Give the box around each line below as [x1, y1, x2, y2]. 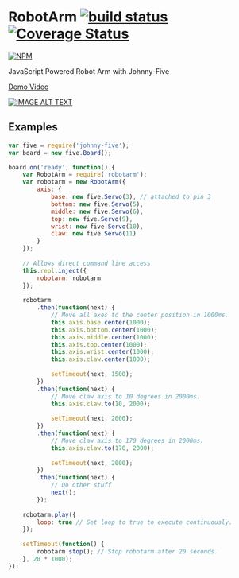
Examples [8, 120, 58, 134]
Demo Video [8, 82, 49, 91]
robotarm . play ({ [22, 510, 77, 518]
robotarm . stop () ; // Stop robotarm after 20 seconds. [37, 548, 218, 556]
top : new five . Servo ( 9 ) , [50, 215, 133, 223]
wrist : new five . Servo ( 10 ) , [50, 223, 145, 231]
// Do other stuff [50, 481, 112, 489]
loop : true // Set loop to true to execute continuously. [37, 518, 233, 526]
